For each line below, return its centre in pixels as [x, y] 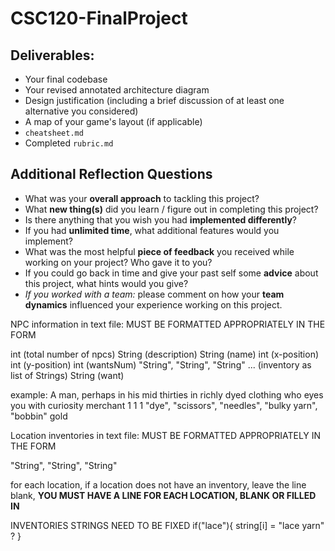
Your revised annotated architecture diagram [117, 90]
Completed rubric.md [69, 143]
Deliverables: [52, 55]
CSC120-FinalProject [99, 18]
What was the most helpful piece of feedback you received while [159, 251]
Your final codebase [66, 79]
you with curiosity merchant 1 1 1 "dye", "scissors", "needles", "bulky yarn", [164, 405]
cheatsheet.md [54, 133]
